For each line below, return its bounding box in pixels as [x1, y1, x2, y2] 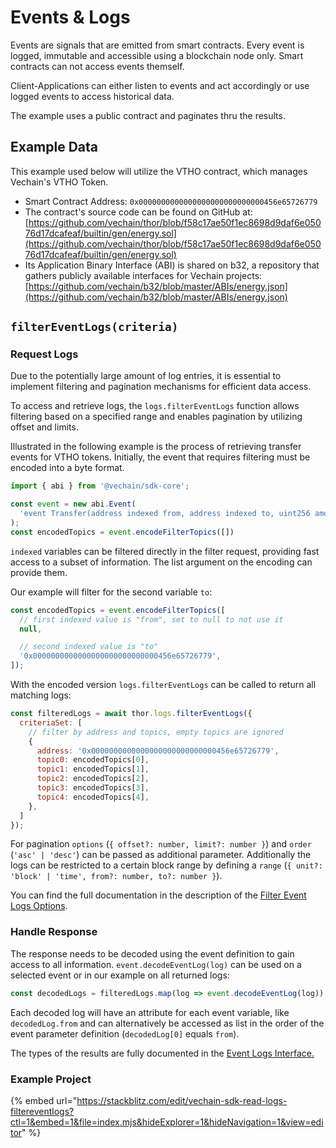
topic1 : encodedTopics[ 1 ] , [36, 764, 150, 775]
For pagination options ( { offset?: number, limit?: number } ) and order [10, 838, 312, 850]
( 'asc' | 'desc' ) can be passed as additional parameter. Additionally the [10, 849, 312, 861]
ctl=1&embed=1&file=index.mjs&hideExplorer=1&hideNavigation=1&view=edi [10, 1116, 324, 1128]
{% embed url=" [10, 1094, 78, 1106]
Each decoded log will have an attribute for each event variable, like [10, 1006, 290, 1018]
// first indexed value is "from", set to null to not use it [19, 614, 284, 625]
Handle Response [10, 925, 98, 939]
